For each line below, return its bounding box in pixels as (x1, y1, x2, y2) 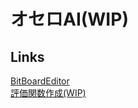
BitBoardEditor (10, 75, 70, 87)
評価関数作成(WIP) (10, 87, 87, 99)
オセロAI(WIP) (10, 8, 129, 31)
